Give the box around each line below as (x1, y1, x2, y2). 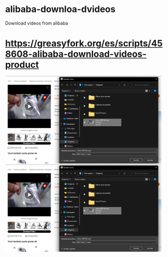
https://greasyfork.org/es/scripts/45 (5, 38, 163, 49)
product (5, 59, 39, 71)
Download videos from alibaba (5, 20, 68, 26)
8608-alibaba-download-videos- (5, 49, 146, 60)
